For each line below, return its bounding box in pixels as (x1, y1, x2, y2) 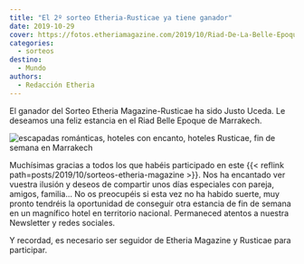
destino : (9, 55, 43, 64)
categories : (9, 38, 54, 48)
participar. (9, 244, 48, 255)
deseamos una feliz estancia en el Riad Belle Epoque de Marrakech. (9, 115, 262, 126)
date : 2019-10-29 (9, 22, 75, 31)
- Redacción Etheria (17, 80, 95, 90)
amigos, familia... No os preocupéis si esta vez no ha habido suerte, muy (9, 188, 280, 199)
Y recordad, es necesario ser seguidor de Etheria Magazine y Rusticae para (9, 234, 291, 245)
